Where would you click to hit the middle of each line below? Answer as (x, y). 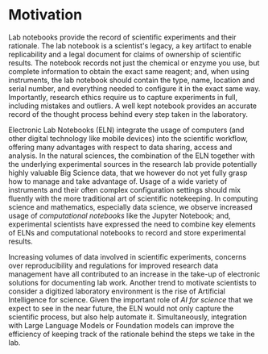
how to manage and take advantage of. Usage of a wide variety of (118, 181)
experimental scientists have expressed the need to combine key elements (132, 224)
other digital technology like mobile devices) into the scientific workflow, (128, 138)
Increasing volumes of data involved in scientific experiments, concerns (128, 256)
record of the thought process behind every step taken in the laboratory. (128, 114)
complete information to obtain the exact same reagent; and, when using (129, 71)
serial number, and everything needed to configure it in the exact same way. (134, 88)
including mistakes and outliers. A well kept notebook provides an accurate (133, 106)
